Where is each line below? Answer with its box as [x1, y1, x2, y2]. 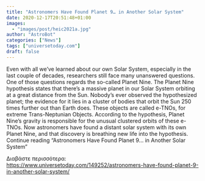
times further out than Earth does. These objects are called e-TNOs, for [6, 104, 186, 112]
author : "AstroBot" [6, 32, 56, 38]
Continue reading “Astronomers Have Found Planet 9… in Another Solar [6, 137, 186, 144]
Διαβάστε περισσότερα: [6, 155, 67, 162]
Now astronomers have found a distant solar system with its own [23, 123, 187, 131]
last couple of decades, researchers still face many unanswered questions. [6, 71, 195, 79]
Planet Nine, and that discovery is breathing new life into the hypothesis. [6, 130, 189, 137]
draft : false [6, 49, 40, 55]
